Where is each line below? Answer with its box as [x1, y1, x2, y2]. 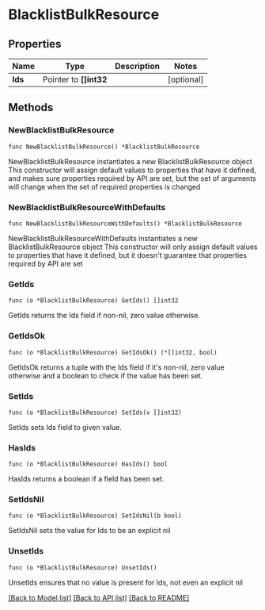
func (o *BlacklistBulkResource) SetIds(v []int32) [8, 409, 182, 416]
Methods [8, 101, 54, 114]
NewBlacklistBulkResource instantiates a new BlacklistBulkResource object [8, 156, 253, 166]
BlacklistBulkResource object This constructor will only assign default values [8, 242, 258, 251]
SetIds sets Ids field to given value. [8, 422, 123, 432]
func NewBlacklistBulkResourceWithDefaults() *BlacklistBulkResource [8, 220, 243, 228]
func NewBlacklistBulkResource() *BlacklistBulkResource [8, 143, 200, 151]
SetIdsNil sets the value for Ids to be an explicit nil [8, 526, 171, 535]
